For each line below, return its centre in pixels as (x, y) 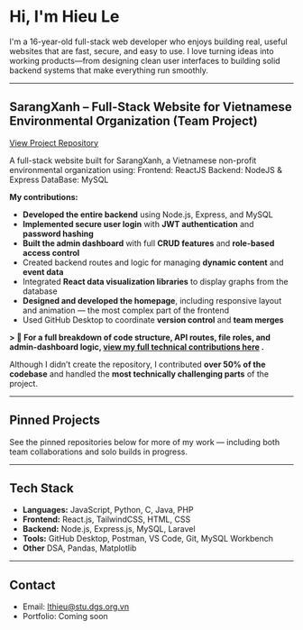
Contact (32, 584)
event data (43, 271)
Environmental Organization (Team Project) (134, 121)
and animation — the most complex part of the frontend (126, 310)
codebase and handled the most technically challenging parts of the (139, 374)
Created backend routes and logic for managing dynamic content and (153, 262)
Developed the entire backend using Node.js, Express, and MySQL (147, 215)
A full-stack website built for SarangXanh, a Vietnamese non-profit (133, 160)
